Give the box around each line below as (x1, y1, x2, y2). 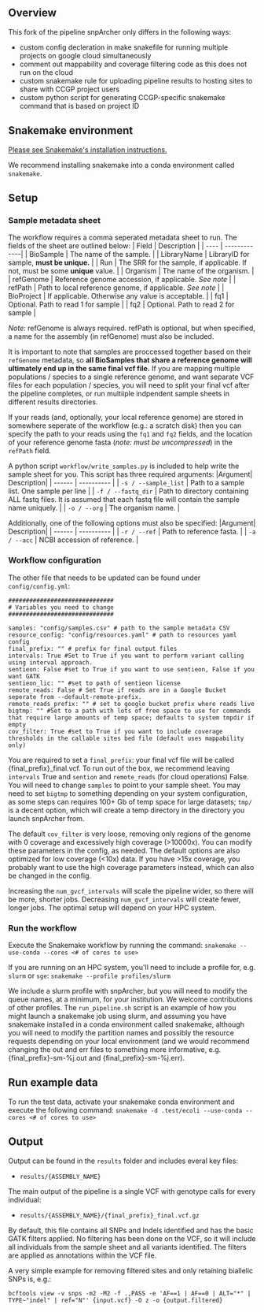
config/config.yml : (8, 581, 71, 590)
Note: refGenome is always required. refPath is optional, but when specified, (8, 323, 255, 333)
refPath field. (8, 446, 51, 455)
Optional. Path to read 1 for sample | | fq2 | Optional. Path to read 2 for (8, 299, 235, 310)
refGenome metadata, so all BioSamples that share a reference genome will (8, 355, 253, 365)
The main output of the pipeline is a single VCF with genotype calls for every (8, 1186, 256, 1196)
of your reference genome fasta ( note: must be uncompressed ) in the (8, 437, 233, 448)
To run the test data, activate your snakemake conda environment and (8, 1097, 235, 1106)
